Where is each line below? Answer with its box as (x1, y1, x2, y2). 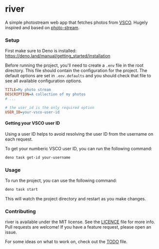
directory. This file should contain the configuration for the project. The (5, 68, 147, 73)
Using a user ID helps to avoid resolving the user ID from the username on (5, 131, 154, 137)
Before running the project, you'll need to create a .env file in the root (5, 62, 144, 69)
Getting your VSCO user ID (5, 120, 60, 126)
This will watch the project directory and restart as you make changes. (5, 196, 146, 201)
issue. (5, 230, 17, 235)
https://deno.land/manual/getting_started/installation (5, 53, 111, 59)
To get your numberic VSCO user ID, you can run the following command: (5, 145, 152, 151)
